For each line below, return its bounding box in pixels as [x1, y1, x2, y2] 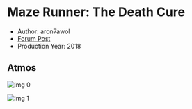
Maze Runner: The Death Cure [7, 4, 186, 20]
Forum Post [17, 34, 51, 42]
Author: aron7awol [17, 27, 70, 35]
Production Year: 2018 [17, 42, 81, 50]
